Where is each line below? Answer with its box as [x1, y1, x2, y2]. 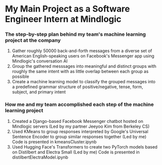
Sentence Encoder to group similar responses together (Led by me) [12, 134, 147, 139]
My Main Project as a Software [5, 3, 130, 15]
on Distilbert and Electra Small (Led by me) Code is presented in [12, 149, 140, 155]
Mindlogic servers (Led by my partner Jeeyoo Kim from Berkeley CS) [12, 123, 150, 129]
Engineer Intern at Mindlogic [5, 14, 122, 25]
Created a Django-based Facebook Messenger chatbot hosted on [12, 118, 144, 124]
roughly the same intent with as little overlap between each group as [12, 69, 149, 75]
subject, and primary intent [12, 89, 66, 95]
